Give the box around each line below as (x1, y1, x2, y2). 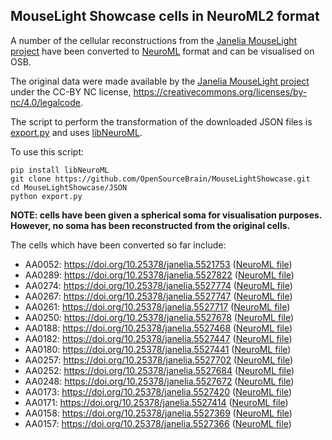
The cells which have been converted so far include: (10, 239, 227, 251)
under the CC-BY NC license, (10, 85, 132, 98)
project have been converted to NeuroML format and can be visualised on (10, 45, 315, 57)
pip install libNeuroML (10, 165, 110, 175)
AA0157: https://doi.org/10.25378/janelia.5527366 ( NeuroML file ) (24, 417, 292, 429)
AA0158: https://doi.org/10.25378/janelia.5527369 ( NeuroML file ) (24, 407, 293, 419)
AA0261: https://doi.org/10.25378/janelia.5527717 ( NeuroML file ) (24, 300, 291, 313)
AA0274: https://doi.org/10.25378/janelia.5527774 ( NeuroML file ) (24, 279, 293, 291)
